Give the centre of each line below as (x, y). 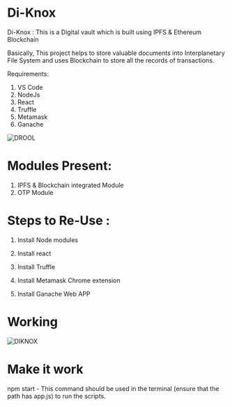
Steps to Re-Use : (59, 221)
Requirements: (28, 74)
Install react (34, 253)
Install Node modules (48, 240)
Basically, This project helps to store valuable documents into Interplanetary (116, 53)
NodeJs (29, 95)
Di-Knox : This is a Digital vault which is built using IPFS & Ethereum (105, 32)
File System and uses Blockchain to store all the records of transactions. (111, 60)
